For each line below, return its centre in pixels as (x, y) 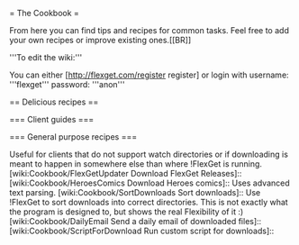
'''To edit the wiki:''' (46, 57)
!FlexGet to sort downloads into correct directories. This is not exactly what (149, 202)
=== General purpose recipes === (73, 137)
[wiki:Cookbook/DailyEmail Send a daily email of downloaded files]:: (136, 221)
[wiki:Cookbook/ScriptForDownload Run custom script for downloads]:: (142, 231)
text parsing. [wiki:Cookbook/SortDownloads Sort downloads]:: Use (135, 192)
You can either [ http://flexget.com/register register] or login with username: (149, 75)
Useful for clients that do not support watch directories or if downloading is (149, 154)
